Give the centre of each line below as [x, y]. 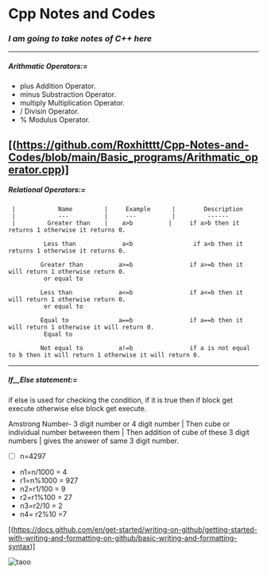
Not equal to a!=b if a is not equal [145, 348]
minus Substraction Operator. [68, 94]
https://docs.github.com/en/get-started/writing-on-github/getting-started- [135, 530]
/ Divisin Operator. [49, 111]
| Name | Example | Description [128, 209]
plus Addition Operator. [58, 86]
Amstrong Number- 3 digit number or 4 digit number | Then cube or [119, 424]
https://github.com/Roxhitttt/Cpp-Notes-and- [133, 145]
